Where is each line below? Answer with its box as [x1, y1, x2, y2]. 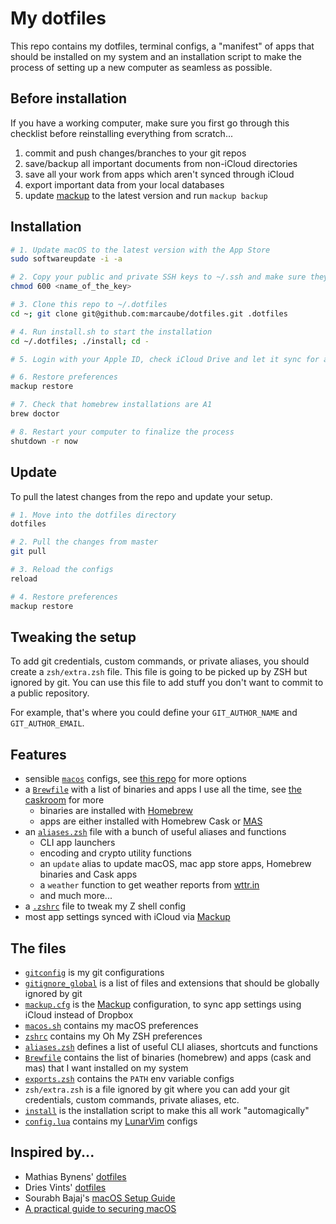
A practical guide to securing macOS [24, 1202, 177, 1214]
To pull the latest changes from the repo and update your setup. [10, 490, 273, 502]
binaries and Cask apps [39, 868, 138, 881]
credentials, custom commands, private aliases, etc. [24, 1093, 240, 1106]
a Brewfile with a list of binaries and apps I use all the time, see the [24, 783, 302, 796]
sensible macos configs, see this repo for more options [24, 773, 247, 785]
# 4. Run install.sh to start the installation [10, 327, 213, 337]
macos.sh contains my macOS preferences [24, 1019, 199, 1031]
